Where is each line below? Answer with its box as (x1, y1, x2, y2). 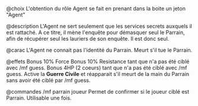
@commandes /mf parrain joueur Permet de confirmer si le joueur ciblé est (6, 88, 190, 95)
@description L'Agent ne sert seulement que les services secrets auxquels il (6, 23, 193, 29)
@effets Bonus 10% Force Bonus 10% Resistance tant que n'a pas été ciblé (6, 58, 190, 65)
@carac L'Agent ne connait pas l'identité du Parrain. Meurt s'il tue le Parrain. (6, 47, 193, 54)
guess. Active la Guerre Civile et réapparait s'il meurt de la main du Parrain (6, 71, 190, 77)
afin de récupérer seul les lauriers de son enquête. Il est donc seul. (6, 35, 170, 42)
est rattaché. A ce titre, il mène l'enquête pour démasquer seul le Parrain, (6, 29, 185, 36)
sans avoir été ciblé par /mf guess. (6, 77, 91, 84)
